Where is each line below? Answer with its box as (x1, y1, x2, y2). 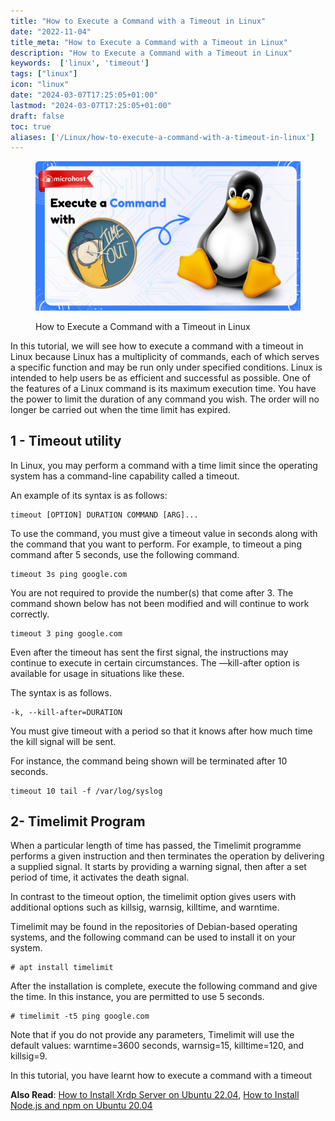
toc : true (10, 121, 52, 132)
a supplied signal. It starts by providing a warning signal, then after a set (10, 861, 307, 873)
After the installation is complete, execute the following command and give (10, 980, 318, 992)
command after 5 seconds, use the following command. (10, 548, 240, 560)
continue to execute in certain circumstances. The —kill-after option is (10, 656, 300, 669)
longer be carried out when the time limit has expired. (10, 403, 231, 415)
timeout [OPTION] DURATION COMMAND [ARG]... (10, 510, 199, 520)
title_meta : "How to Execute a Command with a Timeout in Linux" (10, 37, 288, 47)
